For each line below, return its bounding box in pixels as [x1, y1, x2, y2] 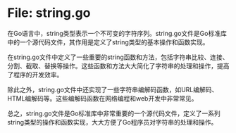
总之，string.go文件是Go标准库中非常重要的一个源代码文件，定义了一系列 [7, 109, 221, 118]
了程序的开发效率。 [7, 70, 63, 79]
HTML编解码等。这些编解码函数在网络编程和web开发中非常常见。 [7, 94, 198, 103]
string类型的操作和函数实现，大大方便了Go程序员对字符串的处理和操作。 [7, 118, 218, 126]
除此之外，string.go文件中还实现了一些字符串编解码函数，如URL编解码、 [7, 85, 218, 94]
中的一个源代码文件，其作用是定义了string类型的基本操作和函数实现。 [7, 37, 209, 46]
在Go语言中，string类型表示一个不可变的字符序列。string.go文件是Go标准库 [7, 29, 227, 37]
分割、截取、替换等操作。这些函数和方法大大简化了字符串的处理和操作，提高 [7, 61, 230, 70]
